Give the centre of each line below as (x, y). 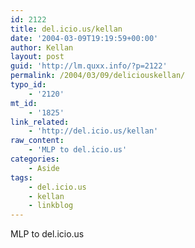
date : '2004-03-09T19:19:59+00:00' (84, 38)
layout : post (37, 57)
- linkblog (51, 206)
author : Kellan (42, 47)
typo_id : (28, 85)
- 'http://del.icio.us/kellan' (93, 131)
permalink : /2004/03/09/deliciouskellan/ (98, 76)
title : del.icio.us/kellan (66, 29)
